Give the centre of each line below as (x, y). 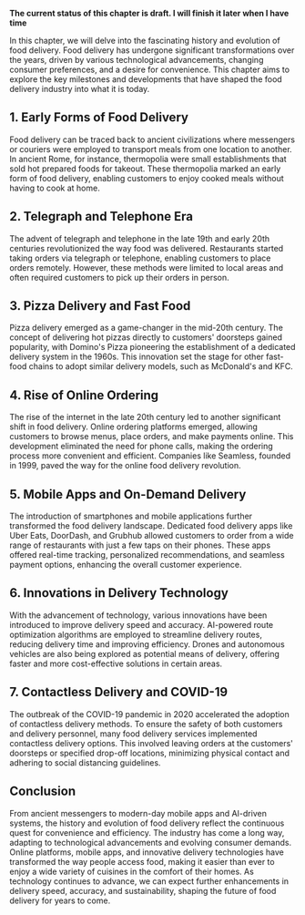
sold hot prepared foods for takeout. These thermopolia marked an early (145, 169)
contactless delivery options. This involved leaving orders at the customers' (152, 743)
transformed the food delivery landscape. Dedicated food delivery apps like (151, 526)
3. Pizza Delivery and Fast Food (100, 306)
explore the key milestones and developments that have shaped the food (146, 79)
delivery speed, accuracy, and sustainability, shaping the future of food (143, 890)
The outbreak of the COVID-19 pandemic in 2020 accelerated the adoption (149, 714)
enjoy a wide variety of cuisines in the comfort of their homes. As (132, 871)
